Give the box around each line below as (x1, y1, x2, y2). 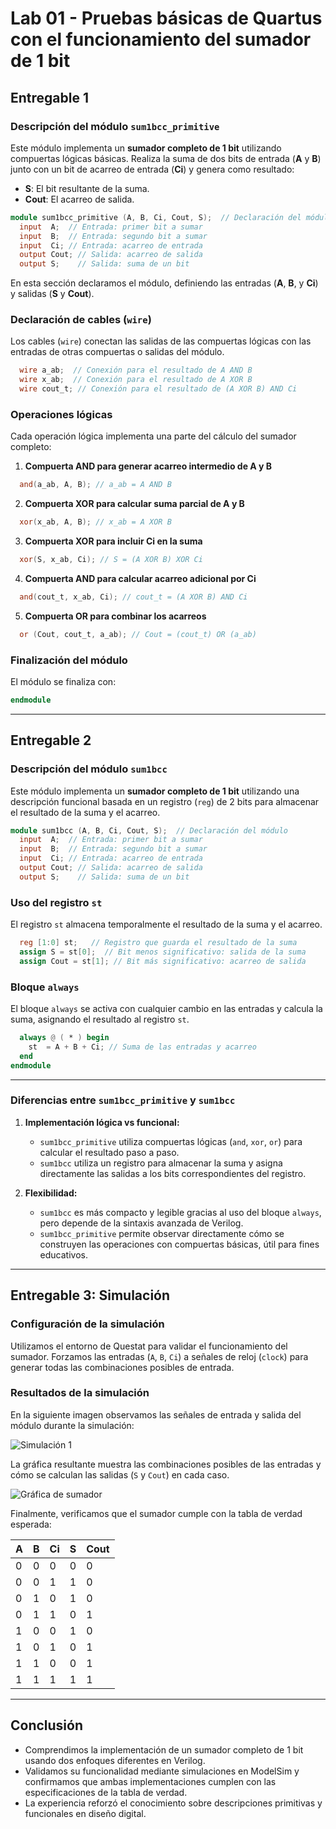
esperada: (10, 1518, 52, 1530)
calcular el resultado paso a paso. (39, 1146, 180, 1158)
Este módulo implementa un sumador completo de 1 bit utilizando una (10, 785, 300, 797)
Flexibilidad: (24, 1187, 78, 1199)
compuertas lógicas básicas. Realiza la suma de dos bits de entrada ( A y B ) (10, 152, 322, 164)
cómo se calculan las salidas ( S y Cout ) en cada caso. (10, 1468, 230, 1481)
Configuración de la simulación (10, 1317, 165, 1331)
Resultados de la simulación (10, 1386, 150, 1400)
